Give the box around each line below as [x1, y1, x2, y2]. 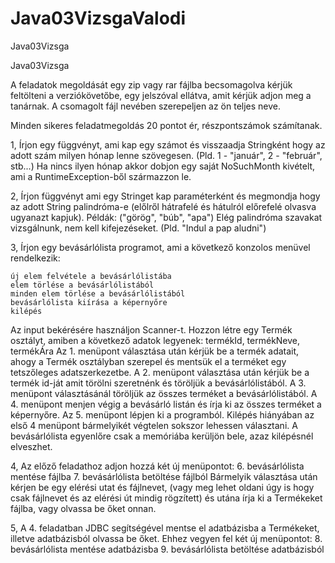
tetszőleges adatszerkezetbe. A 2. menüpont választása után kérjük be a [10, 366, 310, 378]
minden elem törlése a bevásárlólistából [10, 288, 186, 299]
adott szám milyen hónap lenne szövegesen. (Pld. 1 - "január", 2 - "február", [10, 149, 323, 161]
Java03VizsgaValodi [10, 7, 187, 30]
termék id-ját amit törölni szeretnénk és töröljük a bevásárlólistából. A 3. [10, 377, 307, 389]
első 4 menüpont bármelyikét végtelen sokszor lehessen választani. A [10, 419, 298, 431]
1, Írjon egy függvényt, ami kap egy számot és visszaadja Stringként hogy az [10, 138, 326, 151]
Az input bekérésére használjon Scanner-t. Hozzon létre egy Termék [10, 323, 293, 336]
